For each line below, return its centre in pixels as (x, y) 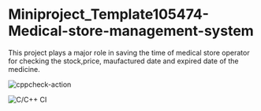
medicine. (24, 69)
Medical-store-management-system (131, 31)
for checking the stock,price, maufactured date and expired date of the (123, 61)
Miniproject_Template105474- (108, 14)
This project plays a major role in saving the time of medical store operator (129, 52)
